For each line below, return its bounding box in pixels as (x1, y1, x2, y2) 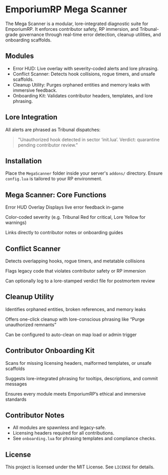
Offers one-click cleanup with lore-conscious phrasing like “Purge (5, 316, 145, 322)
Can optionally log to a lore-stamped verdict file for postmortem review (5, 278, 155, 284)
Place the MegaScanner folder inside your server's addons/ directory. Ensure (5, 170, 163, 176)
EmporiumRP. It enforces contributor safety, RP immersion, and (5, 26, 139, 32)
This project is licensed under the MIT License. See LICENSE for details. (5, 464, 155, 470)
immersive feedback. (12, 87, 57, 93)
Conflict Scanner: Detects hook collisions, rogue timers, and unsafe (12, 71, 155, 77)
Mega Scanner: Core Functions (5, 191, 107, 199)
